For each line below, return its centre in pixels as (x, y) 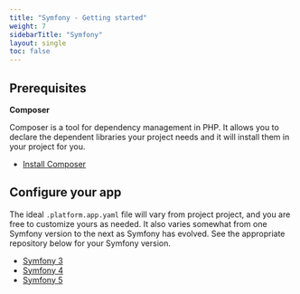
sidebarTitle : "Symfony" (56, 34)
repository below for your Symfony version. (90, 243)
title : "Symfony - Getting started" (78, 18)
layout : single (38, 43)
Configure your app (66, 192)
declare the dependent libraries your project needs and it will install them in (150, 137)
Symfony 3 (42, 261)
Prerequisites (48, 88)
